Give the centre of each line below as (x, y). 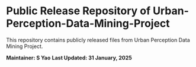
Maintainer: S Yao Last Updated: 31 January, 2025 (69, 58)
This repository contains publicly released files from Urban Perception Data (98, 40)
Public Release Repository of (78, 11)
